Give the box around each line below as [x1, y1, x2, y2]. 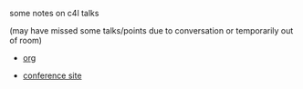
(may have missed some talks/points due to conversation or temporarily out [9, 25, 294, 35]
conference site [22, 70, 82, 81]
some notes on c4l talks [9, 8, 99, 18]
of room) [9, 35, 43, 45]
